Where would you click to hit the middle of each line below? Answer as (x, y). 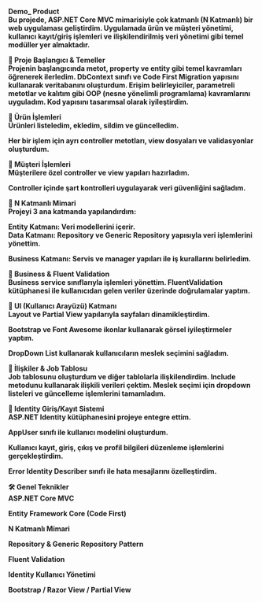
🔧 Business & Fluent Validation (59, 274)
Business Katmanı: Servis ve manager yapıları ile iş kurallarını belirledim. (130, 259)
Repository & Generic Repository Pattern (76, 544)
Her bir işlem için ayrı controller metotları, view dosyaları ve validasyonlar (131, 140)
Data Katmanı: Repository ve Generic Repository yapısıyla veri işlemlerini (131, 235)
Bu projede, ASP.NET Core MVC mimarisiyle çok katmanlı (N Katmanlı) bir (131, 20)
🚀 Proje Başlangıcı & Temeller (57, 60)
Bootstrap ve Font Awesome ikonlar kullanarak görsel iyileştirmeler (120, 329)
